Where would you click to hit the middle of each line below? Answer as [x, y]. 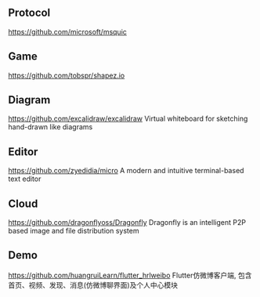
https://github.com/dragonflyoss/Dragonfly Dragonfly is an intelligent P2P [127, 223]
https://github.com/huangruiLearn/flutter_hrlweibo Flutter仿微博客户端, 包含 [130, 275]
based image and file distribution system [74, 231]
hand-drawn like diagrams [51, 127]
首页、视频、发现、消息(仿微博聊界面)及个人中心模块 [93, 284]
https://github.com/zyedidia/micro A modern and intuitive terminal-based [126, 171]
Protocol [29, 13]
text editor [25, 179]
